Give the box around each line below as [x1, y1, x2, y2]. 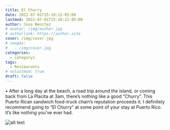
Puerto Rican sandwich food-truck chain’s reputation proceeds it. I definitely [5, 98, 165, 105]
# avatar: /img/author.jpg [5, 27, 63, 32]
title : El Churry [5, 7, 42, 13]
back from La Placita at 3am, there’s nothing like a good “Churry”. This [5, 93, 153, 99]
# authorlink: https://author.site [5, 31, 81, 36]
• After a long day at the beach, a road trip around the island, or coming [5, 88, 156, 94]
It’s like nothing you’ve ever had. [5, 109, 73, 115]
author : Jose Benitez [5, 21, 51, 27]
